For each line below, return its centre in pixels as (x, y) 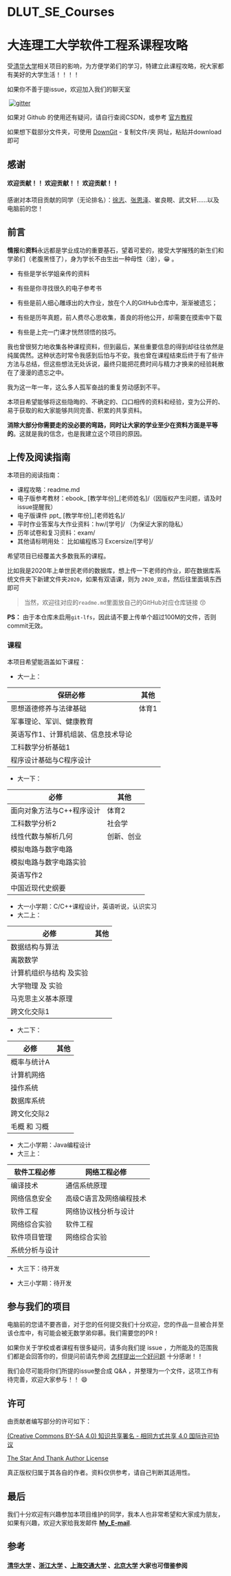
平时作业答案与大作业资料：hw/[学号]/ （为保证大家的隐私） (102, 524)
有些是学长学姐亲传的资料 (53, 273)
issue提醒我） (37, 507)
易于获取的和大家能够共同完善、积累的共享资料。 (76, 410)
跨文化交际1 (30, 1011)
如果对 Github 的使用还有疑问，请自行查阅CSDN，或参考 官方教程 (100, 117)
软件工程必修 (35, 1172)
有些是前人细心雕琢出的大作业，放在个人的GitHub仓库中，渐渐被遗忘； (117, 302)
